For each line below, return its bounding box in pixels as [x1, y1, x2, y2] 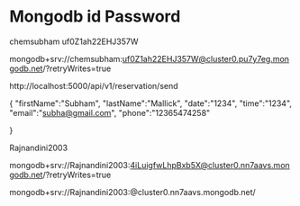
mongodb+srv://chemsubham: [9, 53, 123, 64]
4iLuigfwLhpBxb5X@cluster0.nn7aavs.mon [130, 159, 290, 170]
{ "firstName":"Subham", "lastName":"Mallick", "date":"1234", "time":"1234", [9, 97, 293, 109]
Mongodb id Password [9, 6, 181, 27]
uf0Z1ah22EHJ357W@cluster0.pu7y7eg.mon [122, 53, 290, 64]
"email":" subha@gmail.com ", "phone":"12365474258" [9, 107, 211, 118]
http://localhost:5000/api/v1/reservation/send [9, 80, 178, 91]
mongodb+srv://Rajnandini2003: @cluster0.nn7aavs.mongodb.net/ [9, 186, 257, 197]
